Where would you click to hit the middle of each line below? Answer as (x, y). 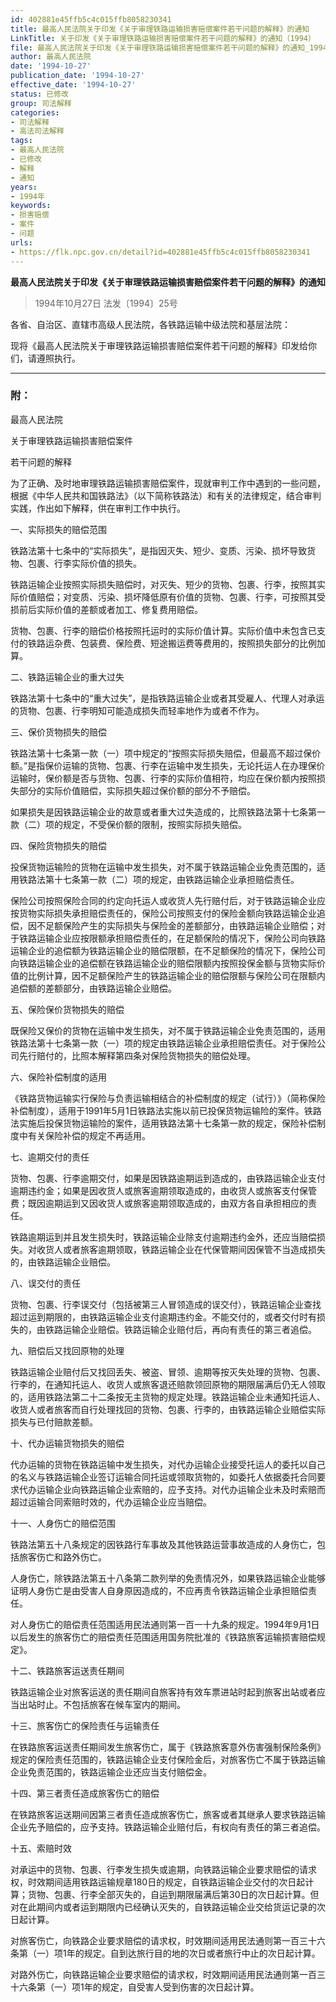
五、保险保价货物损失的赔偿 (67, 1009)
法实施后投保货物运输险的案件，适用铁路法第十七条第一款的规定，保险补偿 (163, 1123)
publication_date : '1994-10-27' (77, 76)
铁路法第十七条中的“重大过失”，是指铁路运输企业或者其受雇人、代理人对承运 (167, 698)
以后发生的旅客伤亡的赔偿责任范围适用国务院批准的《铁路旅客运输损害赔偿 (163, 1637)
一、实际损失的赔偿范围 (58, 529)
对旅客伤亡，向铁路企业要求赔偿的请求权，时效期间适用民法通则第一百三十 (163, 1940)
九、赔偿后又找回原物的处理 (67, 1350)
